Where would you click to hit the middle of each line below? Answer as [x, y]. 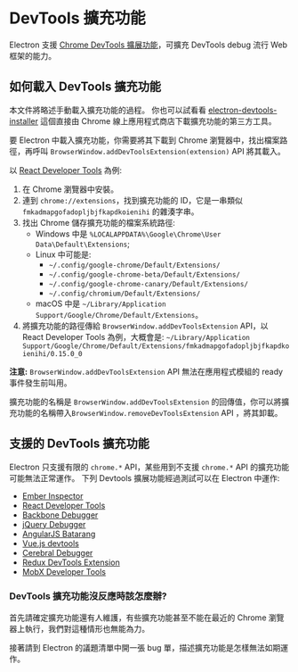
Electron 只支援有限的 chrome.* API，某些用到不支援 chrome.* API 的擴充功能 [149, 467]
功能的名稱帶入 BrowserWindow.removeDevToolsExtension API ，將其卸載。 [149, 412]
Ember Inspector [52, 495]
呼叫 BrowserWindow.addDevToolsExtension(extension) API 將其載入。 [159, 151]
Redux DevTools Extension [71, 562]
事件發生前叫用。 [40, 382]
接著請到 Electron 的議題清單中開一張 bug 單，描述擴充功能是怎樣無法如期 [145, 647]
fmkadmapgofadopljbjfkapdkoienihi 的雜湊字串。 [110, 212]
